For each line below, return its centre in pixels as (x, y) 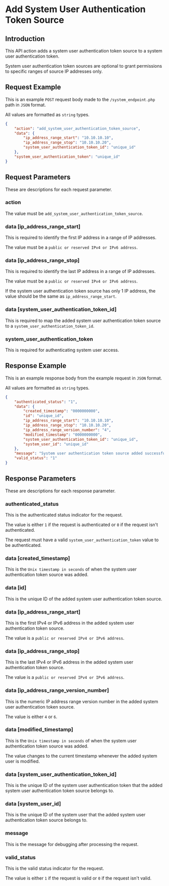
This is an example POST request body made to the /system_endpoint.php (80, 99)
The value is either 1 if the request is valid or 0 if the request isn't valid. (78, 878)
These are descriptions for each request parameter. (59, 189)
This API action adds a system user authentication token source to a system (84, 51)
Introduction (25, 39)
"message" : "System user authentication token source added (78, 453)
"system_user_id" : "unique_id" (56, 444)
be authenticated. (23, 545)
